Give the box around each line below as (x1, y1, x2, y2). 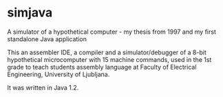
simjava (7, 5, 53, 21)
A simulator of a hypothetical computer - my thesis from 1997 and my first (7, 28, 217, 36)
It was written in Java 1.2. (7, 83, 79, 91)
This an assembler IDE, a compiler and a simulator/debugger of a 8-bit (7, 48, 206, 56)
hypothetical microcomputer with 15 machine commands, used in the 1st (7, 55, 212, 63)
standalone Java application (7, 34, 87, 43)
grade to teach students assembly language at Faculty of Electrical (7, 63, 197, 71)
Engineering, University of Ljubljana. (7, 70, 110, 78)
